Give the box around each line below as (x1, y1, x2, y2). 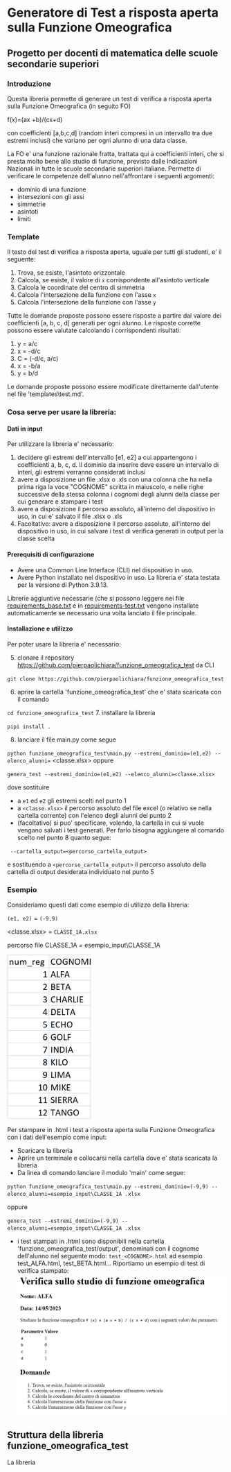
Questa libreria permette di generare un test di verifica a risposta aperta (7, 94, 212, 103)
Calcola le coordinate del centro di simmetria (17, 283, 145, 292)
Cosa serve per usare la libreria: (7, 407, 117, 417)
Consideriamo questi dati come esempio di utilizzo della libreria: (7, 900, 190, 909)
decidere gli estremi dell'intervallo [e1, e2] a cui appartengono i (17, 453, 197, 462)
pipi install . (7, 723, 51, 730)
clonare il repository (17, 653, 75, 662)
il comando (17, 695, 50, 703)
